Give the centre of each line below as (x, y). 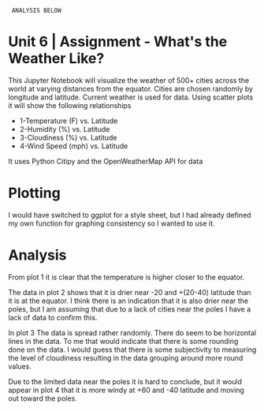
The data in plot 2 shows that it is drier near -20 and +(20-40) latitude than (130, 292)
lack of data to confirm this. (53, 317)
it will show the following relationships (70, 105)
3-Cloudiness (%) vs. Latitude (68, 137)
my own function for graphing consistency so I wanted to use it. (112, 223)
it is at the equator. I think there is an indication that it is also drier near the (128, 301)
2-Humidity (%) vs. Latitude (65, 129)
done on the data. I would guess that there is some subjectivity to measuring (132, 349)
